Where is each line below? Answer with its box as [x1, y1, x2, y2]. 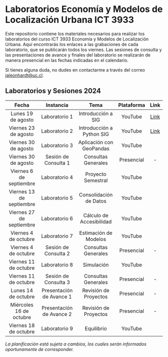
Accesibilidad [79, 218, 112, 225]
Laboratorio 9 [41, 325, 73, 332]
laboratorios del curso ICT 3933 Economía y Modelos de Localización [5, 36, 149, 42]
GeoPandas [82, 145, 110, 152]
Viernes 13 [8, 188, 35, 195]
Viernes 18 [8, 321, 35, 328]
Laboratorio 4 [41, 173, 73, 180]
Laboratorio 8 [41, 261, 73, 268]
